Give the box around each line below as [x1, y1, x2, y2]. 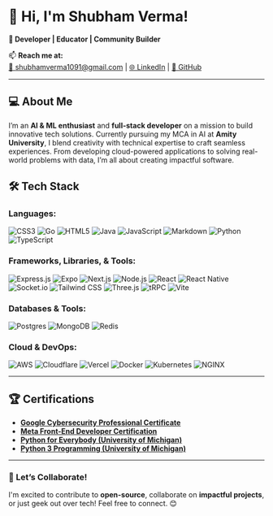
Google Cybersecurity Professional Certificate [19, 418, 181, 427]
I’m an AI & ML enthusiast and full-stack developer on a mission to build [8, 120, 253, 130]
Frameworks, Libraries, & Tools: [8, 255, 136, 267]
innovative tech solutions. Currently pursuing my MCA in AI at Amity [8, 129, 237, 139]
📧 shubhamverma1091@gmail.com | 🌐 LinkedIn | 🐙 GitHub [8, 62, 201, 72]
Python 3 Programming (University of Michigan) [19, 444, 187, 453]
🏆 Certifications [8, 392, 95, 405]
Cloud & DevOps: [8, 341, 77, 353]
